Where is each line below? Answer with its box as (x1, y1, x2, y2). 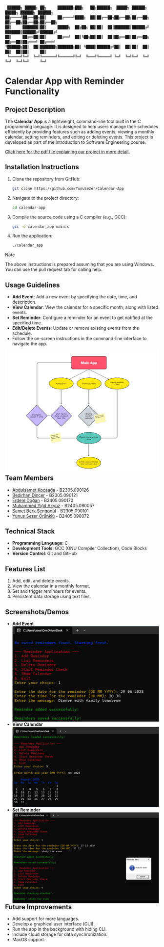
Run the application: (12, 233, 53, 239)
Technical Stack (5, 527, 55, 536)
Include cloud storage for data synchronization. (12, 931, 108, 937)
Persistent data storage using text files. (12, 594, 91, 600)
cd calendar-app (12, 205, 45, 210)
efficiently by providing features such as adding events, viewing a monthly (5, 129, 155, 134)
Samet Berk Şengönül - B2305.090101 (12, 508, 89, 514)
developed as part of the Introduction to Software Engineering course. (5, 139, 146, 145)
